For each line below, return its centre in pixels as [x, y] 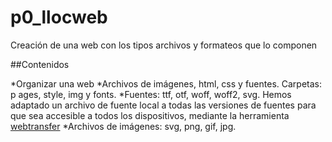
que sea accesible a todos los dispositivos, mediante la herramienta [150, 115]
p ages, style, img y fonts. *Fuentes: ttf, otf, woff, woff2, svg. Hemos [151, 94]
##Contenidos [40, 64]
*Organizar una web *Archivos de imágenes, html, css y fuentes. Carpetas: [166, 83]
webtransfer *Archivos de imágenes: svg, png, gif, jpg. [123, 126]
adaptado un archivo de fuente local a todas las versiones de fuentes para [163, 105]
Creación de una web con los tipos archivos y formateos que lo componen [164, 45]
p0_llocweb [59, 17]
